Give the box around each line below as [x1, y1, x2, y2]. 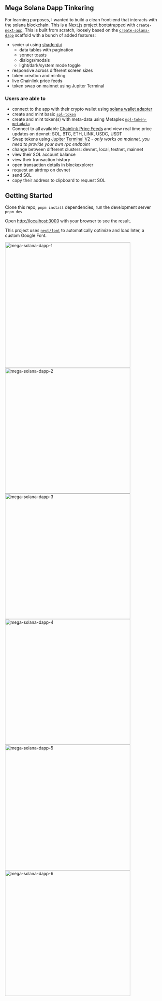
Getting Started [5, 191, 53, 200]
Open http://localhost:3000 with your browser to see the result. [5, 218, 132, 224]
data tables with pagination [19, 47, 74, 52]
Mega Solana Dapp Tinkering [5, 4, 94, 12]
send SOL [12, 172, 32, 178]
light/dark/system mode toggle [19, 62, 81, 68]
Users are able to [5, 95, 46, 101]
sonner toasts [19, 52, 47, 58]
